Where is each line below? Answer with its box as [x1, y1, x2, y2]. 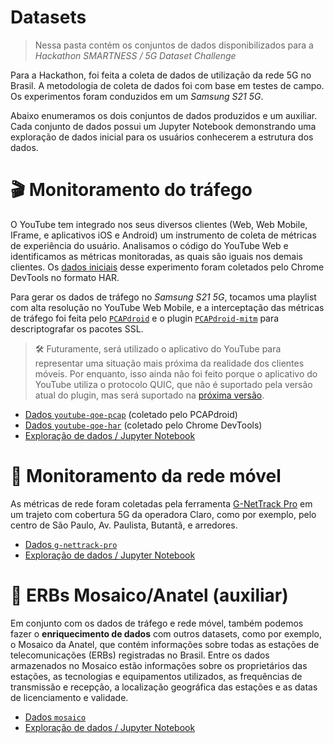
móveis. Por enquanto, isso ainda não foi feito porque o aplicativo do [34, 367, 318, 380]
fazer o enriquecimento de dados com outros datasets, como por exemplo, [10, 627, 322, 640]
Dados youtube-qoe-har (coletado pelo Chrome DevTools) [24, 419, 263, 431]
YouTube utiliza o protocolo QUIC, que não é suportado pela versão [34, 378, 313, 390]
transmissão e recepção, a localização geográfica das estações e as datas [10, 681, 318, 693]
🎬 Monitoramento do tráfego [10, 179, 253, 201]
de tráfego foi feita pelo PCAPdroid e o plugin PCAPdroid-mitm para [10, 312, 280, 324]
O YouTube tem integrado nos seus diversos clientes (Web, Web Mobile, [10, 218, 308, 230]
